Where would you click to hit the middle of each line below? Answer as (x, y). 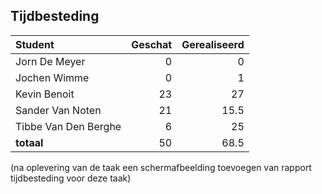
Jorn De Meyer (50, 61)
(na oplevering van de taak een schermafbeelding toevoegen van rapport (161, 167)
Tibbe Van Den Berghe (68, 126)
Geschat (152, 44)
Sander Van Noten (58, 110)
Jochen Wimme (52, 77)
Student (35, 44)
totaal (29, 142)
